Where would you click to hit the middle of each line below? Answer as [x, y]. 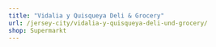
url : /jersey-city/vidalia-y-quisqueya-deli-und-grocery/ [108, 23]
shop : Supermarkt [38, 30]
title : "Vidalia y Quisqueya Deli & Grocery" [86, 16]
